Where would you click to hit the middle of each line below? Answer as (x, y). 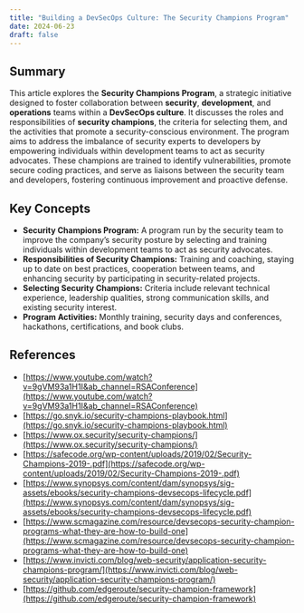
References (43, 355)
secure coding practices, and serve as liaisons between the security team (147, 170)
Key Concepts (50, 208)
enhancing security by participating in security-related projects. (141, 278)
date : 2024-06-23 (42, 26)
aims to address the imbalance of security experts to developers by (135, 141)
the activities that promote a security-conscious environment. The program (149, 131)
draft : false (34, 34)
